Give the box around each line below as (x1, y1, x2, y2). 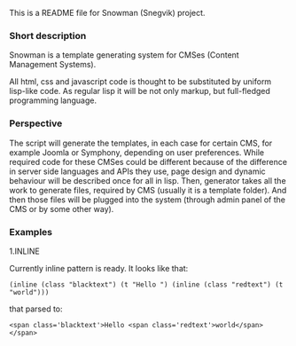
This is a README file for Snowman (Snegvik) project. (9, 8, 206, 18)
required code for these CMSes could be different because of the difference (9, 156, 288, 167)
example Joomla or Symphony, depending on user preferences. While (9, 146, 265, 158)
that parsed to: (9, 303, 64, 314)
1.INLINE (9, 246, 40, 256)
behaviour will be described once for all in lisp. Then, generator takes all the (9, 175, 286, 185)
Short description (9, 29, 87, 42)
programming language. (9, 95, 97, 106)
